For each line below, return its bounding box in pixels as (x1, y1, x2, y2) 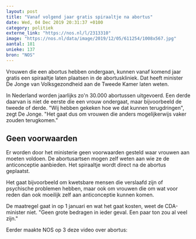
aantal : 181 (6, 41, 35, 47)
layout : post (6, 8, 38, 15)
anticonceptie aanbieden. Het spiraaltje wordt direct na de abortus (6, 161, 166, 168)
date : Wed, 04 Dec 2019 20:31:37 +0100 (6, 19, 104, 25)
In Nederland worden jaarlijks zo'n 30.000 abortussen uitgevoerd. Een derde (6, 92, 191, 99)
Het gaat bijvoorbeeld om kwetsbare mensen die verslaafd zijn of (6, 179, 163, 186)
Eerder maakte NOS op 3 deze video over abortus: (6, 226, 128, 234)
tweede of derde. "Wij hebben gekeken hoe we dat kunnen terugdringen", (6, 104, 184, 111)
